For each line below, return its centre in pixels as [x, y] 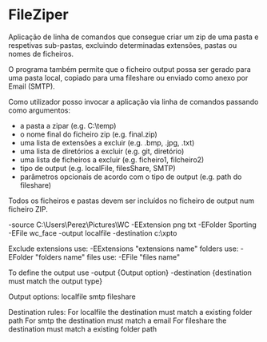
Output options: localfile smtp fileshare [72, 296]
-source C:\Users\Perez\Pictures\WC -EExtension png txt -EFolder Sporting [133, 225]
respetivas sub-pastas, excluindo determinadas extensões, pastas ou [123, 45]
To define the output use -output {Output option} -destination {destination [130, 272]
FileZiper [39, 15]
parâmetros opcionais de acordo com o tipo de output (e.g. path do [131, 177]
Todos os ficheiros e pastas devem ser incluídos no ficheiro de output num [132, 201]
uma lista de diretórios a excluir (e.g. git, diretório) [102, 151]
